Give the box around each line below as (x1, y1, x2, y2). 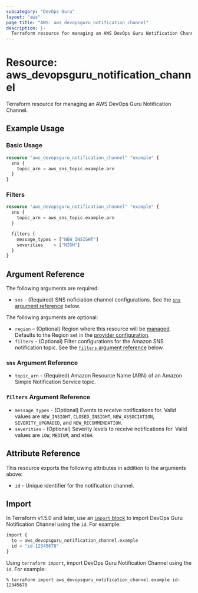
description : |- (6, 25, 46, 31)
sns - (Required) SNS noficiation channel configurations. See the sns (14, 296, 181, 303)
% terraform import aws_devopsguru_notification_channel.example (6, 577, 170, 583)
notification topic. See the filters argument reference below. (14, 344, 164, 351)
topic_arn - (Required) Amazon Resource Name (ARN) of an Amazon (14, 372, 183, 379)
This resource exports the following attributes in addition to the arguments (6, 464, 187, 471)
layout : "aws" (6, 14, 41, 20)
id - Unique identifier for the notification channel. (14, 482, 134, 489)
